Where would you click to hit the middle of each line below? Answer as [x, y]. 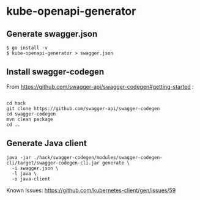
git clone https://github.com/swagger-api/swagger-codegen [83, 108]
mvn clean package [30, 119]
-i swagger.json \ [35, 168]
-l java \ [24, 173]
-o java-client [31, 179]
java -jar [19, 157]
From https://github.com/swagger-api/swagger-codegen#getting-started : [100, 86]
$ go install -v [27, 48]
